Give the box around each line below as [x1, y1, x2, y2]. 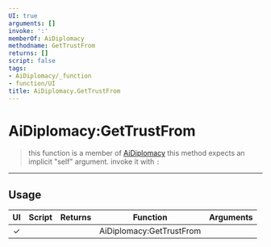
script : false [8, 57, 56, 65]
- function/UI [8, 79, 56, 87]
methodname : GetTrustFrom [8, 42, 95, 50]
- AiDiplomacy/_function [8, 72, 92, 80]
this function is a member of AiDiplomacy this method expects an [27, 149, 245, 158]
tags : [8, 65, 27, 73]
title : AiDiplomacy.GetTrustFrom [8, 86, 121, 95]
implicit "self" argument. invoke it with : [27, 157, 161, 166]
